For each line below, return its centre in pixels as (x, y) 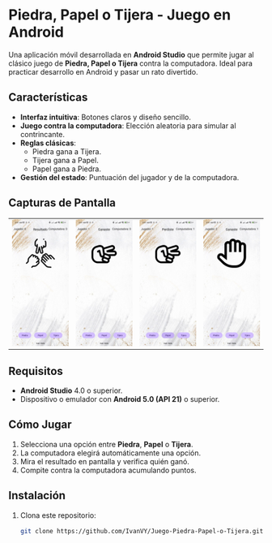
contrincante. (42, 134)
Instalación (37, 496)
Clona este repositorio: (58, 515)
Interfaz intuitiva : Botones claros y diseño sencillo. (106, 117)
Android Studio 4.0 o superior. (71, 390)
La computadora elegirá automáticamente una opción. (110, 453)
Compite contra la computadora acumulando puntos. (108, 470)
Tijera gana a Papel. (65, 160)
